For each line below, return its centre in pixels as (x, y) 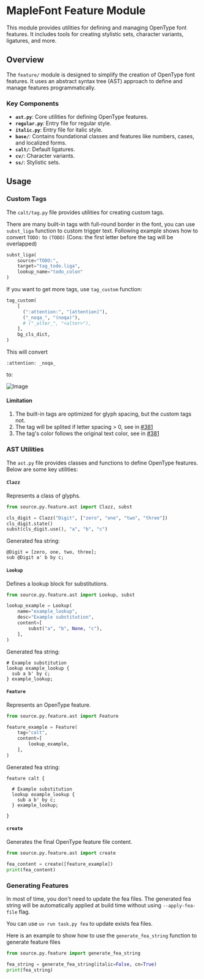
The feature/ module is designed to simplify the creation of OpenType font (101, 75)
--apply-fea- (179, 906)
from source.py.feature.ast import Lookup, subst (71, 595)
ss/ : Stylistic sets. (38, 162)
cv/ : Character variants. (45, 156)
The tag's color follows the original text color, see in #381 (87, 434)
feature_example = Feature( (42, 727)
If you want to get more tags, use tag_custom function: (74, 289)
